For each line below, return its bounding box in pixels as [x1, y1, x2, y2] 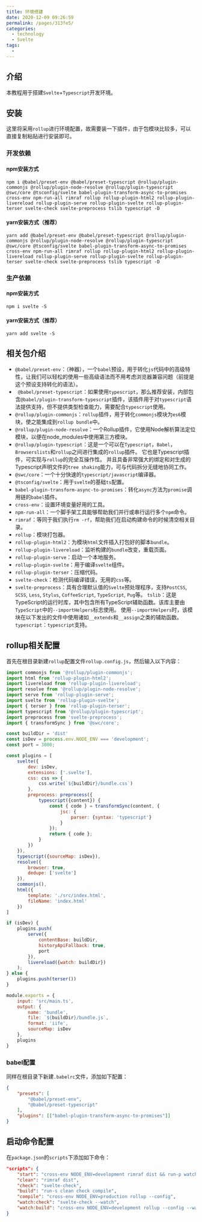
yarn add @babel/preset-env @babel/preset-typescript [6, 232, 144, 238]
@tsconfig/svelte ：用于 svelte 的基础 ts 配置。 [14, 478, 127, 485]
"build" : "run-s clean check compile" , [17, 1188, 117, 1194]
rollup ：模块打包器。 [14, 530, 69, 538]
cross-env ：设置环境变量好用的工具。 [14, 500, 108, 508]
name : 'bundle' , [28, 1009, 69, 1015]
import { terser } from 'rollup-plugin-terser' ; [6, 703, 130, 709]
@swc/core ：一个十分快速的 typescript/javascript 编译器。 [14, 470, 159, 478]
